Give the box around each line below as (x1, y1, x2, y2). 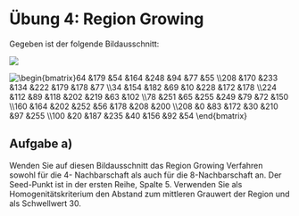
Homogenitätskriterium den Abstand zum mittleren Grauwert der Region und (9, 188, 290, 199)
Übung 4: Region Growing (9, 9, 204, 29)
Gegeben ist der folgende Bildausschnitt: (9, 38, 160, 49)
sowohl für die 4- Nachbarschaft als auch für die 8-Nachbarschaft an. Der (9, 170, 282, 180)
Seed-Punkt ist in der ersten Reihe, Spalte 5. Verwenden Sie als (9, 179, 243, 189)
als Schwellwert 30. (9, 197, 82, 209)
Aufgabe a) (9, 137, 73, 152)
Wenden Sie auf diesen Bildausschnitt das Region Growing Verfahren (9, 160, 263, 170)
